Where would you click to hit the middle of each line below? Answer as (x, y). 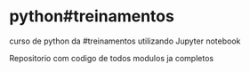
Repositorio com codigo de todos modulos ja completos (112, 58)
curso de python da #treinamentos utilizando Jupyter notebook (125, 41)
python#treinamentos (92, 16)
